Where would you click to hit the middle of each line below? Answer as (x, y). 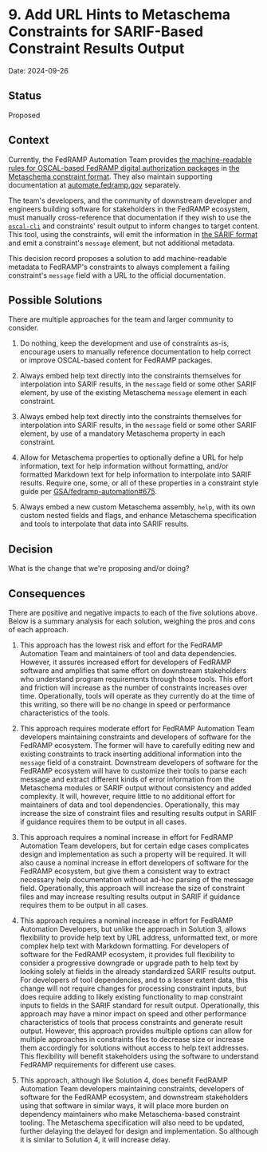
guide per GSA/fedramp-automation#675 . (88, 492)
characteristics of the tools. (65, 713)
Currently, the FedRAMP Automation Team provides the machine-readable (130, 159)
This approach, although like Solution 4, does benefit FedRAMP (124, 1080)
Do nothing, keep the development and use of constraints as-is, (124, 343)
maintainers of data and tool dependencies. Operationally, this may (130, 805)
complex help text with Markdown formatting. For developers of (124, 946)
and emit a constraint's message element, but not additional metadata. (122, 243)
